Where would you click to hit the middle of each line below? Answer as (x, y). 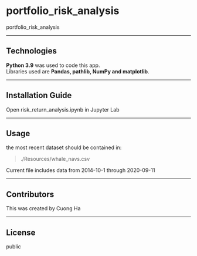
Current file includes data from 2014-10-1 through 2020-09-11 (81, 170)
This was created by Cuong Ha (43, 208)
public (14, 247)
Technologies (32, 51)
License (21, 232)
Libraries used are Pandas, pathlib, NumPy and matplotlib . (78, 71)
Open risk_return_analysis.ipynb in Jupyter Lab (63, 109)
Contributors (30, 194)
